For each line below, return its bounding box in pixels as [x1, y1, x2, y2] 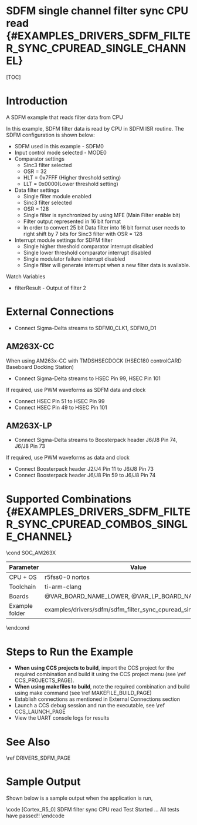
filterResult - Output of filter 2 [14, 284, 87, 291]
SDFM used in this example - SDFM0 [14, 142, 104, 149]
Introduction [6, 94, 68, 108]
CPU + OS [9, 573, 37, 581]
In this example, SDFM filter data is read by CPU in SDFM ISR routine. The [6, 125, 184, 132]
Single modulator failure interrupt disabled [23, 255, 125, 262]
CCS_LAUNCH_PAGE [14, 708, 66, 716]
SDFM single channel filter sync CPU [6, 4, 189, 18]
